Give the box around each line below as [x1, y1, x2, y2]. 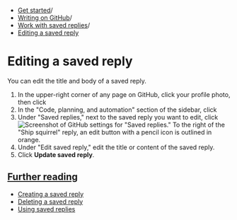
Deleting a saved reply [17, 197, 83, 206]
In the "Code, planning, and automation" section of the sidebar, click [17, 105, 217, 114]
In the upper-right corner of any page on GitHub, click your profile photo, [17, 90, 231, 98]
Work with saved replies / [17, 21, 91, 29]
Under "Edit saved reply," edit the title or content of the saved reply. [17, 143, 215, 151]
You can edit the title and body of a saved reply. [7, 76, 147, 85]
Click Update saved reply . [17, 150, 95, 158]
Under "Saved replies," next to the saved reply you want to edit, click [17, 112, 219, 121]
